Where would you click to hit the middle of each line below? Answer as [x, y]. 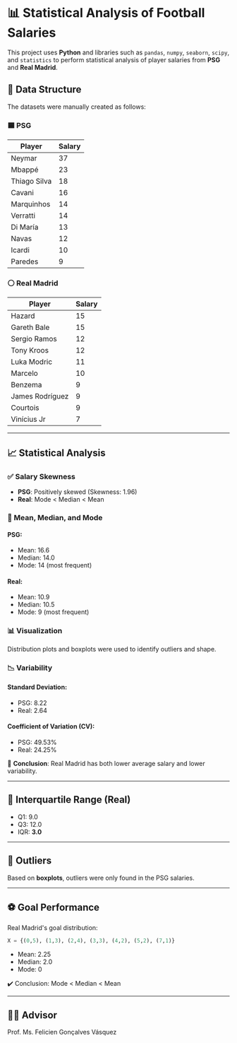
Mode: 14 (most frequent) [55, 565]
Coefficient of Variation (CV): [51, 726]
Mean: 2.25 [34, 955]
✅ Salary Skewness [42, 476]
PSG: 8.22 [32, 702]
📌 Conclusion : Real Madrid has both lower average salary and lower [107, 763]
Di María [25, 228]
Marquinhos [31, 204]
